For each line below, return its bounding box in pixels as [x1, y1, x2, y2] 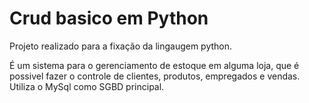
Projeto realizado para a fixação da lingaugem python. [9, 40, 233, 52]
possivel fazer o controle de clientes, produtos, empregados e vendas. [9, 70, 301, 82]
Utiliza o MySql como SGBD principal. [9, 80, 165, 92]
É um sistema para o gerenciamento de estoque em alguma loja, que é [9, 59, 300, 71]
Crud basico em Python [9, 7, 209, 30]
